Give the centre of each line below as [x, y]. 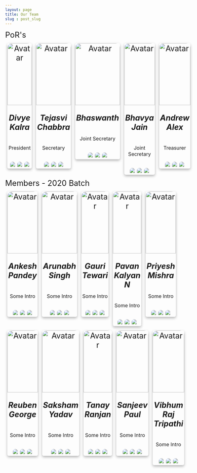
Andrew [175, 118]
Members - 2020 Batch [47, 183]
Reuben [22, 405]
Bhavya [139, 118]
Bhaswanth [98, 118]
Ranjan [98, 414]
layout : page [19, 10]
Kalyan [127, 275]
